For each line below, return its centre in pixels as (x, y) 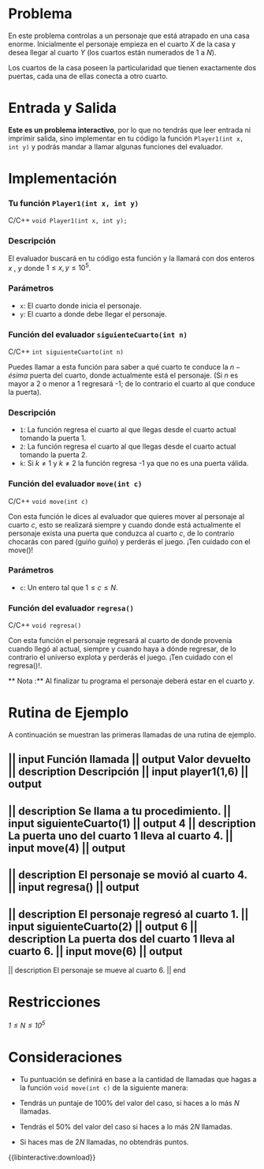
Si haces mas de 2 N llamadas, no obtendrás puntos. (104, 1141)
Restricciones (54, 1002)
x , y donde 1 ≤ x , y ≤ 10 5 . (50, 267)
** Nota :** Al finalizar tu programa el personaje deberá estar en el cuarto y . (132, 681)
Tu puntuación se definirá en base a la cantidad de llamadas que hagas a (138, 1079)
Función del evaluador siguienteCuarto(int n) (98, 334)
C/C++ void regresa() (45, 626)
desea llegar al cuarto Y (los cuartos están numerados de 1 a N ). (112, 52)
